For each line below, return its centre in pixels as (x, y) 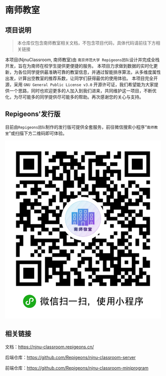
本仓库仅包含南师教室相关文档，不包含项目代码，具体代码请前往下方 (86, 43)
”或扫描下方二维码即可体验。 (38, 133)
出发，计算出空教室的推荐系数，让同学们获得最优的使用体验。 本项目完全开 (82, 78)
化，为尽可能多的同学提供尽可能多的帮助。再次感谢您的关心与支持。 (74, 97)
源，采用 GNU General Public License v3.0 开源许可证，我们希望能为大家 (80, 84)
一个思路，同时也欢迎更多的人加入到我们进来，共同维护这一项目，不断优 (83, 91)
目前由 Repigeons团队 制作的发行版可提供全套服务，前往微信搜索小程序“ (76, 127)
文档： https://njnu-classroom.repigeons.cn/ (50, 347)
